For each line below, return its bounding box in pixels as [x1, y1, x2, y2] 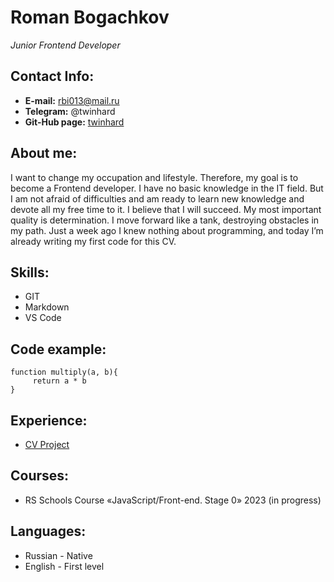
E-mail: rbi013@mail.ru [24, 94, 120, 106]
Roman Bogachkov [10, 6, 170, 29]
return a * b [32, 376, 87, 386]
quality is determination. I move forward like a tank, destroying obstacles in [10, 214, 320, 226]
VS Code [24, 312, 62, 324]
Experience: [10, 412, 88, 429]
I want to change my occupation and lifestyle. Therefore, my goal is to [10, 171, 299, 183]
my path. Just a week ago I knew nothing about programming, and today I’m [10, 224, 324, 236]
